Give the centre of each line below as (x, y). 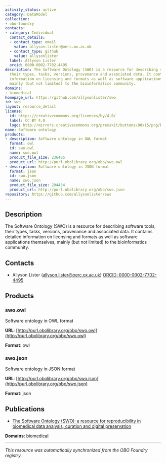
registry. (14, 456)
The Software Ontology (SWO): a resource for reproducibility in (77, 421)
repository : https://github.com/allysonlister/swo (58, 194)
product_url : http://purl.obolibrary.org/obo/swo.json (67, 190)
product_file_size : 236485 (37, 157)
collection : (17, 19)
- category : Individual (30, 33)
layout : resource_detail (31, 107)
